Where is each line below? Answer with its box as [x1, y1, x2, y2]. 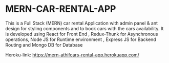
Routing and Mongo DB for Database [5, 41, 83, 48]
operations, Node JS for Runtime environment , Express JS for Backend [5, 36, 156, 43]
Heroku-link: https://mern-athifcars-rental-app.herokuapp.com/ [5, 52, 140, 58]
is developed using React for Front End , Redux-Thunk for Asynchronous [5, 31, 158, 37]
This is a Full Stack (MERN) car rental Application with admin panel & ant [5, 20, 158, 26]
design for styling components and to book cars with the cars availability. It [5, 25, 164, 31]
